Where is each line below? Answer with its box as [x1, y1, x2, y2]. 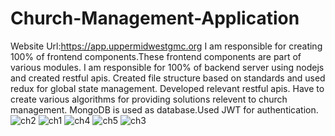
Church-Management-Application [10, 7, 300, 30]
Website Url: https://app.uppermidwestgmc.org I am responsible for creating [10, 40, 323, 52]
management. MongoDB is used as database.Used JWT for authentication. [10, 103, 319, 116]
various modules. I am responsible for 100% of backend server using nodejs [10, 61, 325, 73]
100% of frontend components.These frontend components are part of [10, 50, 302, 62]
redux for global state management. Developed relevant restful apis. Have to [10, 82, 325, 94]
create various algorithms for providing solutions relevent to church [10, 93, 288, 105]
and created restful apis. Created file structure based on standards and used [10, 72, 326, 84]
